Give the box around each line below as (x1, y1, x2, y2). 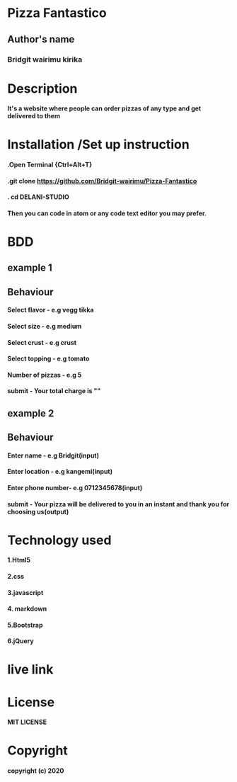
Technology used (7, 532, 112, 548)
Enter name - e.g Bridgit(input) (7, 451, 100, 460)
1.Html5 (7, 556, 30, 565)
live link (7, 662, 54, 678)
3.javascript (7, 588, 44, 596)
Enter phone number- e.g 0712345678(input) (7, 483, 143, 492)
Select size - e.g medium (7, 322, 82, 330)
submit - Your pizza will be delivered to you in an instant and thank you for (7, 499, 230, 508)
